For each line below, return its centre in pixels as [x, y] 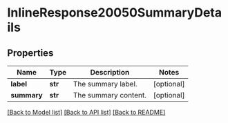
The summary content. [110, 95]
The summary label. [105, 84]
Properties [30, 53]
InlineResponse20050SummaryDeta [115, 13]
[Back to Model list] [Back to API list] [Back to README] [86, 112]
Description [110, 72]
